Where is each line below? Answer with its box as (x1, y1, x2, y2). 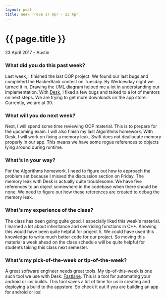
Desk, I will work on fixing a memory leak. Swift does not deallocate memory (5, 134, 162, 140)
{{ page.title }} (5, 33, 66, 45)
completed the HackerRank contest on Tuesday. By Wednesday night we (5, 78, 154, 84)
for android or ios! (5, 289, 42, 295)
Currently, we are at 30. (5, 100, 54, 106)
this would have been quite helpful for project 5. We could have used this (5, 229, 154, 235)
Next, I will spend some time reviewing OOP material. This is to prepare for (5, 123, 157, 129)
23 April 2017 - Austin (5, 50, 50, 56)
